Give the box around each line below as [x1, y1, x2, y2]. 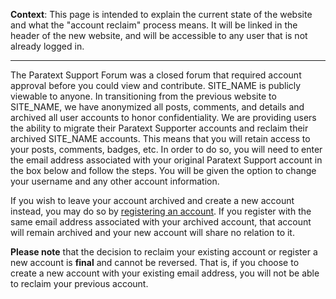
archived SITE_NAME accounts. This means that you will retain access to [10, 133, 311, 144]
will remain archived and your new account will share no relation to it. [10, 227, 295, 238]
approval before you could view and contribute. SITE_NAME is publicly [10, 80, 302, 91]
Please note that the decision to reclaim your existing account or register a [10, 246, 318, 258]
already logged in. [10, 40, 85, 52]
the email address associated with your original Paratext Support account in [10, 154, 323, 166]
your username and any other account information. [10, 175, 220, 187]
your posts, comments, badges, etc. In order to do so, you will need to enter [10, 144, 323, 155]
